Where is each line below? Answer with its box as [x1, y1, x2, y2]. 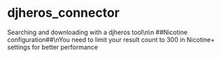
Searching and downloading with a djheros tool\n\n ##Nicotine [7, 28, 187, 36]
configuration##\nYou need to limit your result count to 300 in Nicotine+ [7, 35, 215, 43]
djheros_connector [7, 5, 120, 21]
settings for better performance [7, 43, 99, 51]
